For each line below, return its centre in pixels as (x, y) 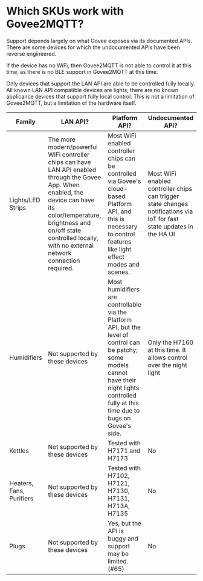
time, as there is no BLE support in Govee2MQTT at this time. (82, 71)
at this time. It (167, 350)
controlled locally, (73, 237)
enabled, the (66, 192)
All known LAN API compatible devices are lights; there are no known (92, 90)
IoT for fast (163, 219)
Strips (18, 207)
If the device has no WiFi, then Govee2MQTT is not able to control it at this (99, 65)
